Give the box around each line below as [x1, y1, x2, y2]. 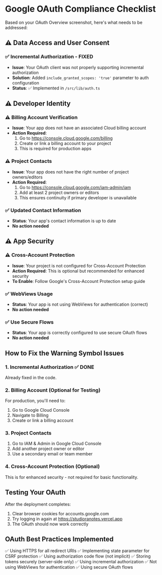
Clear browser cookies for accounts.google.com [12, 510, 109, 516]
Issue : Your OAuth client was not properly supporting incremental [12, 64, 144, 70]
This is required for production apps [19, 146, 91, 152]
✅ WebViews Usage [5, 290, 53, 297]
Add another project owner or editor [12, 446, 85, 452]
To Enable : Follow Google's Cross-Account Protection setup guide [12, 278, 145, 284]
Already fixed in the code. [5, 374, 57, 380]
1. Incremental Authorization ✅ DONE [5, 364, 94, 370]
